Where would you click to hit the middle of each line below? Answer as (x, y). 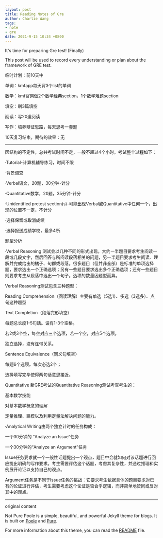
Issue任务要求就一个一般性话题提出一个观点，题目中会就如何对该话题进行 (78, 457)
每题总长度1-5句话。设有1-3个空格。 (41, 323)
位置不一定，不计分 (33, 210)
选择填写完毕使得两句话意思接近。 (39, 375)
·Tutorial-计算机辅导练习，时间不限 (40, 162)
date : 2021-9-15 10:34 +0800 (34, 37)
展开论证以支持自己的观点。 (37, 469)
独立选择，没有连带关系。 (31, 343)
